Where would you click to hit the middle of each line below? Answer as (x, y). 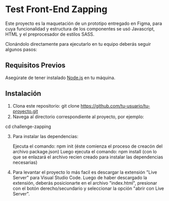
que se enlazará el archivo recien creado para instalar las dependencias (88, 157)
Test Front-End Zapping (56, 9)
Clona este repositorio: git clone (46, 106)
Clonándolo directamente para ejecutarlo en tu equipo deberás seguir (78, 44)
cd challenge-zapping (28, 126)
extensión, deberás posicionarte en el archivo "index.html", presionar (85, 183)
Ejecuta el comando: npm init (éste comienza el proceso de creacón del (88, 146)
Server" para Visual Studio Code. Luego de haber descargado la (80, 177)
